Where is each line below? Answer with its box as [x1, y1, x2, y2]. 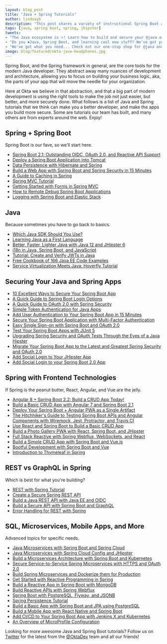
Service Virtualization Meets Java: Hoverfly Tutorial [12, 263, 118, 269]
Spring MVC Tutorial [12, 178, 54, 184]
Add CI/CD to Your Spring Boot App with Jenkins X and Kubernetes [12, 614, 151, 620]
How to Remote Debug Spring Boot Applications [12, 188, 111, 194]
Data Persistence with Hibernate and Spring [12, 162, 102, 168]
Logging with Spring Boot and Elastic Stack [12, 194, 101, 200]
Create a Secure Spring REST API [12, 492, 81, 498]
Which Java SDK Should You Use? [12, 231, 83, 237]
